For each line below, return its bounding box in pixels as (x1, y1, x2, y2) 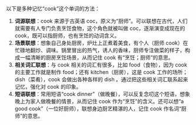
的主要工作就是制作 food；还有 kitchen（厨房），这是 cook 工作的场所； (14, 69, 188, 75)
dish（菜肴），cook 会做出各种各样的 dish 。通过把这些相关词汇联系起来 (14, 76, 188, 83)
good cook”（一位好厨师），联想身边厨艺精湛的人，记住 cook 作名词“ (14, 105, 181, 112)
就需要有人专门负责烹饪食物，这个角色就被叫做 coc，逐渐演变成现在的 (14, 25, 185, 32)
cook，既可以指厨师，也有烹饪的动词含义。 (14, 32, 120, 39)
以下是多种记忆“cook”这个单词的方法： (6, 5, 100, 12)
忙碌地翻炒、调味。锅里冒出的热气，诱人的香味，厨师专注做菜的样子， (14, 47, 185, 54)
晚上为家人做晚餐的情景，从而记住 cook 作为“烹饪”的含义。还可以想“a (14, 98, 184, 105)
